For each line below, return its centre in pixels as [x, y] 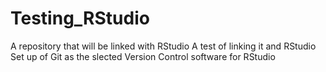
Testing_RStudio [80, 18]
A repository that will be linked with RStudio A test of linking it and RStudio [163, 46]
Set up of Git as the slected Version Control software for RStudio [143, 56]
